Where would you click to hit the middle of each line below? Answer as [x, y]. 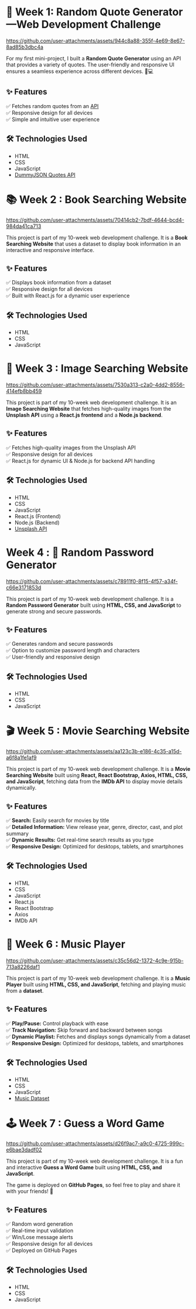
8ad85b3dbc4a [25, 47]
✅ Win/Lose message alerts [39, 1237]
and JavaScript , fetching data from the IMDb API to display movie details [94, 781]
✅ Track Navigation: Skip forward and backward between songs [84, 1030]
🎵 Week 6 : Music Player [66, 944]
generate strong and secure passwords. [54, 611]
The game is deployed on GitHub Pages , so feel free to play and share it [93, 1185]
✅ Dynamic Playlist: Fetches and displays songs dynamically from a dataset [98, 1036]
